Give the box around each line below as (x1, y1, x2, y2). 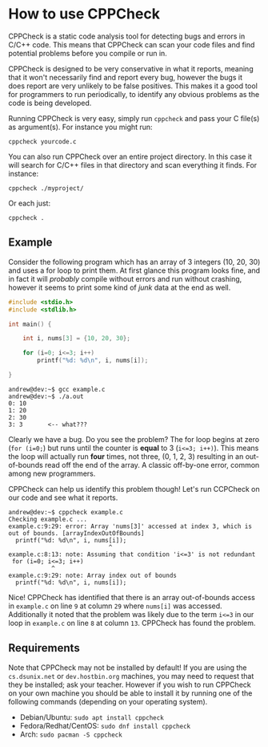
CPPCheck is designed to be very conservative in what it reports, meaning (8, 63, 254, 73)
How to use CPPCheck (8, 5, 160, 23)
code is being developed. (8, 98, 92, 108)
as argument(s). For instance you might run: (8, 122, 154, 132)
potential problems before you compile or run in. (8, 48, 168, 58)
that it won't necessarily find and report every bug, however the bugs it (8, 72, 242, 82)
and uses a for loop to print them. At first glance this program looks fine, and (8, 266, 261, 275)
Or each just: (8, 198, 50, 208)
